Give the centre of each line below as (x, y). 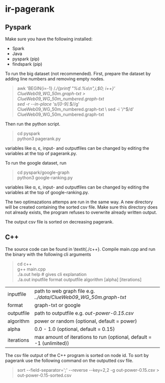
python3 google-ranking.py (45, 178)
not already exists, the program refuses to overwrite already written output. (81, 212)
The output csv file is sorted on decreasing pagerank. (59, 222)
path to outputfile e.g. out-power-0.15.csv (84, 313)
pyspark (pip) (26, 59)
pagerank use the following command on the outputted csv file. (69, 360)
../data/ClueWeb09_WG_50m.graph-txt (80, 297)
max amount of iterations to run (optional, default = (93, 337)
